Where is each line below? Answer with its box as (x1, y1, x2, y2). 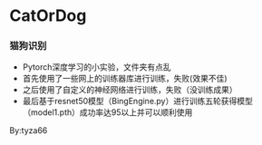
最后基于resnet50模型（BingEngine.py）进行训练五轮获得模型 (22, 96, 254, 107)
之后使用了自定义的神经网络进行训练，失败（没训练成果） (22, 84, 238, 95)
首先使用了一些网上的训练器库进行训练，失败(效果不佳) (22, 73, 228, 84)
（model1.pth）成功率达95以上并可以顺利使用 (22, 107, 193, 118)
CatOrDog (9, 5, 87, 26)
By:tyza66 (9, 125, 48, 136)
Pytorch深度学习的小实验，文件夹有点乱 (22, 62, 171, 72)
